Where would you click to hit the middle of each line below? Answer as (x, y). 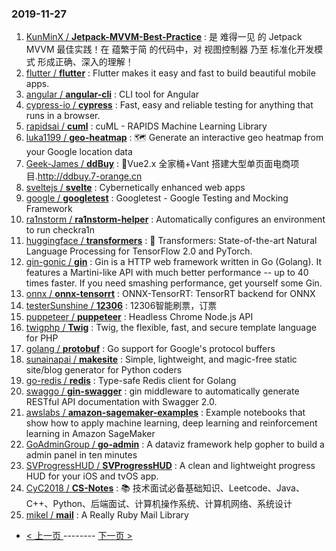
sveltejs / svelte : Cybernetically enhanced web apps (135, 188)
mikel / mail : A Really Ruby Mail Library (107, 515)
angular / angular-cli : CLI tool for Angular (112, 94)
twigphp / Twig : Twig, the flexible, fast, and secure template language (171, 328)
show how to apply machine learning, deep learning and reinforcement (171, 423)
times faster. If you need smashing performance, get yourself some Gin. (174, 283)
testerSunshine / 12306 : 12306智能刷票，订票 (121, 306)
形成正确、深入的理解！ (85, 62)
